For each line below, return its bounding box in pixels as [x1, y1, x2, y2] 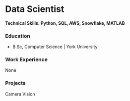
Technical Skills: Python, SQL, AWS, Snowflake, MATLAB [5, 20, 125, 26]
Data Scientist [5, 3, 65, 15]
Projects [5, 80, 26, 87]
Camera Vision [5, 91, 36, 97]
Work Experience [5, 56, 48, 63]
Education [5, 32, 31, 39]
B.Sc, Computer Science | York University [12, 44, 98, 50]
